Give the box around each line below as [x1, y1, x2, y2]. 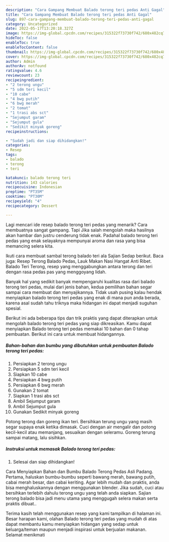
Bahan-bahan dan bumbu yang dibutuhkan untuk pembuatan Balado [6, 343, 154, 349]
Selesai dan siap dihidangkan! [13, 458, 75, 464]
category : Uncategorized [6, 21, 58, 27]
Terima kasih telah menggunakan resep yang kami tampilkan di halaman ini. [6, 510, 162, 516]
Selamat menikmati [6, 531, 45, 537]
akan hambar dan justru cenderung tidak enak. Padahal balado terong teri [6, 232, 158, 238]
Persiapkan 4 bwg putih [13, 376, 62, 382]
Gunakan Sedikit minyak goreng [13, 409, 79, 415]
